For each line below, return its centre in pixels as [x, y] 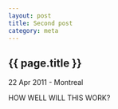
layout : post [30, 16]
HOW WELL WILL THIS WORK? [59, 98]
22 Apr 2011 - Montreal [46, 83]
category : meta [33, 30]
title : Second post [41, 23]
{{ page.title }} [45, 63]
